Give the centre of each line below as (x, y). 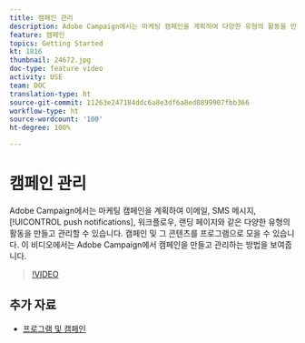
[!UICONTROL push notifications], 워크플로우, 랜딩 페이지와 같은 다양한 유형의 (150, 222)
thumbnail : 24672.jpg (50, 60)
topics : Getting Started (56, 43)
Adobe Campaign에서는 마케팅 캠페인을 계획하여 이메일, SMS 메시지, (133, 210)
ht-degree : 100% (40, 128)
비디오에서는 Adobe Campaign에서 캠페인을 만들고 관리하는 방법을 (149, 244)
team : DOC (28, 86)
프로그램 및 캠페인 (54, 328)
